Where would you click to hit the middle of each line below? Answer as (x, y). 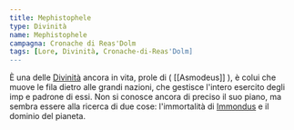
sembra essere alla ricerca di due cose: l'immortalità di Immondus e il (139, 106)
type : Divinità (38, 26)
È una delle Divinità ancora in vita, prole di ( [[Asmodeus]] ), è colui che (143, 77)
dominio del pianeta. (48, 116)
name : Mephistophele (49, 35)
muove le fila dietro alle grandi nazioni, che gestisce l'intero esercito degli (147, 87)
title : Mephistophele (51, 18)
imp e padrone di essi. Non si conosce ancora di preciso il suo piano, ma (146, 97)
